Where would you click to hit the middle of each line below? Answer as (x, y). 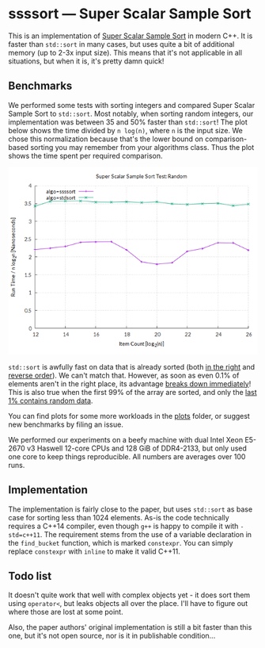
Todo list (30, 576)
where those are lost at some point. (66, 612)
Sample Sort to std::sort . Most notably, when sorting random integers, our (131, 113)
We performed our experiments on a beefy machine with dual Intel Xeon (126, 439)
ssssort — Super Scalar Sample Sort (130, 14)
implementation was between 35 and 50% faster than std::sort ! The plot (128, 122)
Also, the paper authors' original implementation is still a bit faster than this (130, 627)
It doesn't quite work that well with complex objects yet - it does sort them (129, 595)
